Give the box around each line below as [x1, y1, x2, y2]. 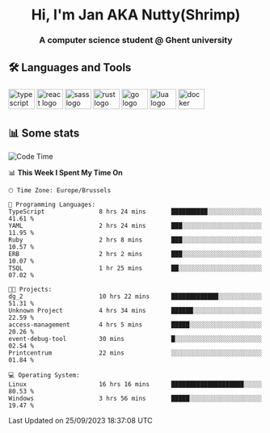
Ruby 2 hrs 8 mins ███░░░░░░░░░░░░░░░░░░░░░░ [8, 236, 263, 244]
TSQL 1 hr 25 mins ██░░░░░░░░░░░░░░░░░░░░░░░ [8, 264, 263, 272]
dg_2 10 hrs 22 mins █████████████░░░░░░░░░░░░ [8, 292, 263, 301]
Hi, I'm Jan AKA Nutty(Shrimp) [31, 6, 241, 24]
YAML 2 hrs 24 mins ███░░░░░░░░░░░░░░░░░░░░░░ [8, 222, 263, 230]
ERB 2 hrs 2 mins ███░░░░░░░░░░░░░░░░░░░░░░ [8, 250, 263, 259]
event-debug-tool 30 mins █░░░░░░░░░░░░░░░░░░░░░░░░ [8, 335, 263, 343]
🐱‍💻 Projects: [8, 285, 53, 294]
